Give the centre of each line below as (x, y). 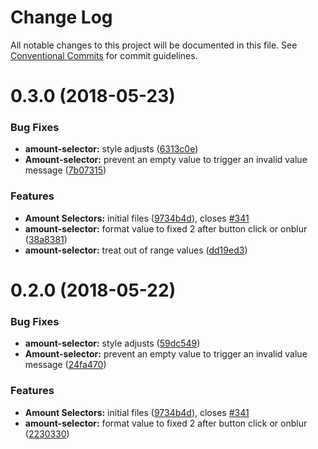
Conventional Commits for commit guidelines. (104, 55)
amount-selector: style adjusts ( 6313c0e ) (111, 149)
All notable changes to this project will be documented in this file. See (154, 45)
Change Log (61, 17)
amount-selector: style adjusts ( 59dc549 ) (112, 343)
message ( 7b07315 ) (65, 170)
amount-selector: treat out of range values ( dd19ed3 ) (136, 250)
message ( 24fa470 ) (65, 365)
